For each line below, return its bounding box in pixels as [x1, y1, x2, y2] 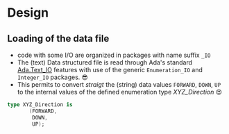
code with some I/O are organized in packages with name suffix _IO [17, 51, 211, 59]
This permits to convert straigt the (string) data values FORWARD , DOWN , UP [17, 81, 221, 88]
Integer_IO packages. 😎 [17, 73, 89, 81]
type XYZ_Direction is [7, 101, 73, 108]
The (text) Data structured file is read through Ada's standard [17, 58, 193, 67]
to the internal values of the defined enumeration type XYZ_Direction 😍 [17, 88, 223, 96]
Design [7, 5, 49, 21]
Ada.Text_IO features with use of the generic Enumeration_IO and [17, 66, 203, 74]
